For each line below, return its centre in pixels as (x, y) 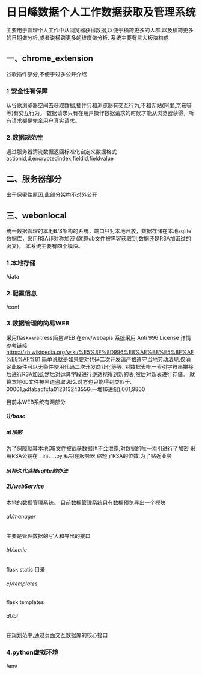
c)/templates (22, 584)
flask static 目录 (26, 569)
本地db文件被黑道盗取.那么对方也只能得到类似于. (72, 381)
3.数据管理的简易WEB (38, 324)
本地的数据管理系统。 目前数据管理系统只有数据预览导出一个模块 (86, 502)
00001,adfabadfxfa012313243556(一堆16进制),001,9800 (76, 389)
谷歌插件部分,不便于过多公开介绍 (47, 74)
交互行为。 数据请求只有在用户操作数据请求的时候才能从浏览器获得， (104, 113)
